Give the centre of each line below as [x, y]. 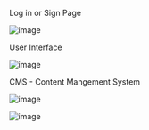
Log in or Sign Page [46, 13]
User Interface [36, 47]
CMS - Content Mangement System [75, 82]
